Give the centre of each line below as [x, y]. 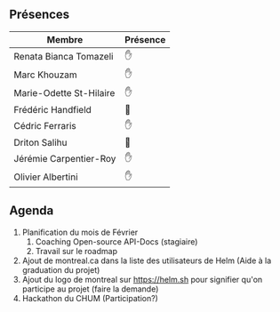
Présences [40, 15]
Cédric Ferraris [45, 126]
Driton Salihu [40, 142]
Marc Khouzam [45, 75]
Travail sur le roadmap [76, 251]
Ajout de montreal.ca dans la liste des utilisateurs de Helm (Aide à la [147, 260]
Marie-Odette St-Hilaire [64, 93]
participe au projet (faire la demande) [90, 289]
